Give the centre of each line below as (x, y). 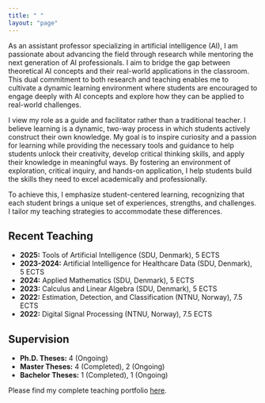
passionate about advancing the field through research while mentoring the (131, 54)
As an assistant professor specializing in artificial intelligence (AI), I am (123, 45)
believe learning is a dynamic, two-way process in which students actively (129, 129)
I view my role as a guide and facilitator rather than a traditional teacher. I (127, 120)
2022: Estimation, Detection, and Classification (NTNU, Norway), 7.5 (131, 297)
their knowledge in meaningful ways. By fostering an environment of (119, 162)
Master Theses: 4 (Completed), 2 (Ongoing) (92, 367)
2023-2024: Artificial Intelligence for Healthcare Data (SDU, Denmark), (136, 263)
